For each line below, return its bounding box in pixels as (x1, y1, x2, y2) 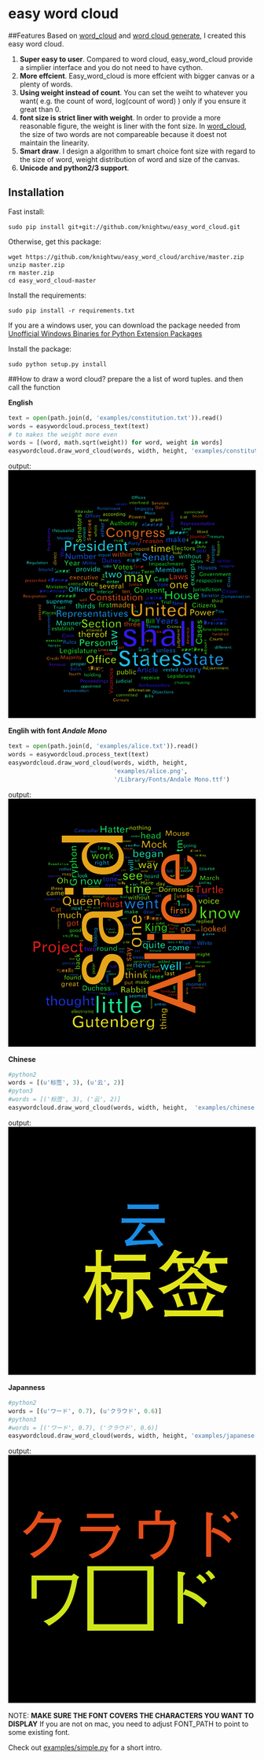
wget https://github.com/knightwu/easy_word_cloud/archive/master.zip (8, 253, 244, 261)
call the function (8, 383, 61, 392)
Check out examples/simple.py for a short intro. (8, 1743, 163, 1752)
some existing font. (8, 1728, 71, 1737)
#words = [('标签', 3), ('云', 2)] (8, 1096, 121, 1104)
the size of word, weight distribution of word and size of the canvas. (19, 154, 240, 164)
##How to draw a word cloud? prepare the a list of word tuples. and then (8, 374, 244, 383)
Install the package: (8, 344, 72, 353)
